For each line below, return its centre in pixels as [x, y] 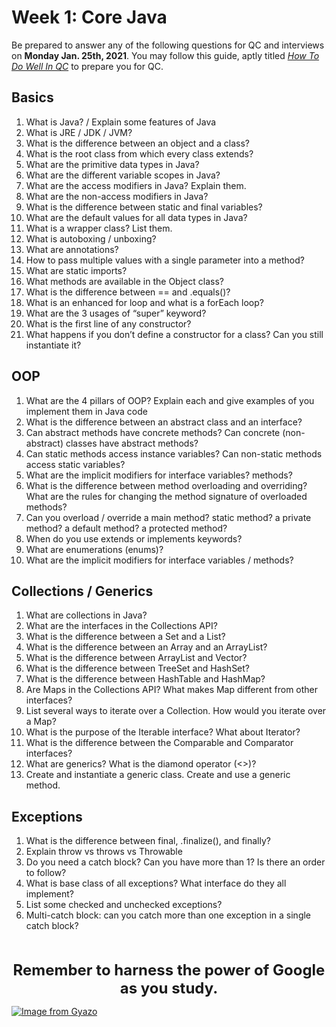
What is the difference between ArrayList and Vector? [136, 658]
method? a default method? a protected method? [126, 528]
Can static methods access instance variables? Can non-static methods [174, 453]
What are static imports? [76, 270]
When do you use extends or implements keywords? [134, 538]
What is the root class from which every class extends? [139, 153]
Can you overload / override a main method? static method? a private [168, 517]
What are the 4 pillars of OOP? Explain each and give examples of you [170, 400]
